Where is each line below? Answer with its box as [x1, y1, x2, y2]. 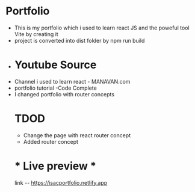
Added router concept [23, 138, 79, 145]
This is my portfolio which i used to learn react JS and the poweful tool [14, 24, 190, 31]
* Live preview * [14, 159, 97, 173]
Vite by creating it [14, 30, 58, 37]
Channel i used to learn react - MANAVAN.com [14, 78, 131, 85]
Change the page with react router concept [23, 131, 131, 139]
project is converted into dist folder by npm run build [14, 37, 145, 44]
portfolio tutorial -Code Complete [14, 84, 97, 91]
